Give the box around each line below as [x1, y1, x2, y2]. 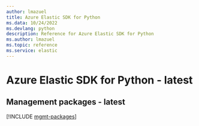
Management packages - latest [6, 97, 126, 107]
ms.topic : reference [6, 42, 58, 48]
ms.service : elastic [6, 48, 58, 54]
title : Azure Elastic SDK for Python [6, 14, 101, 20]
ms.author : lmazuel [6, 36, 55, 42]
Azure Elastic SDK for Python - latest [6, 73, 193, 87]
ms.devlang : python [6, 25, 55, 32]
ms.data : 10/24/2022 [6, 20, 58, 26]
